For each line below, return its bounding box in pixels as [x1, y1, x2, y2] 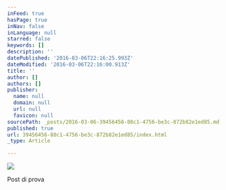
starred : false [7, 36, 51, 43]
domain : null [13, 99, 51, 106]
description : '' [7, 49, 54, 56]
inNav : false [7, 23, 45, 29]
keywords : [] [7, 42, 45, 49]
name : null [13, 93, 45, 100]
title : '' [7, 67, 36, 74]
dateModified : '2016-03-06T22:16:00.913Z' [7, 61, 131, 68]
